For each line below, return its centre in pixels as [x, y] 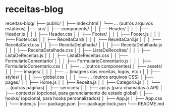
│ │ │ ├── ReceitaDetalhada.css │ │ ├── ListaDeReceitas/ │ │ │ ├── [78, 50]
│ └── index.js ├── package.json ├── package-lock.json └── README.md [85, 103]
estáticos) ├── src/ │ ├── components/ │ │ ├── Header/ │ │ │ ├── [77, 28]
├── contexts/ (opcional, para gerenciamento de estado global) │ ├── [79, 93]
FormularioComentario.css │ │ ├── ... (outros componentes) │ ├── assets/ [84, 66]
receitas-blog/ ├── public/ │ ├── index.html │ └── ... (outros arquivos [79, 23]
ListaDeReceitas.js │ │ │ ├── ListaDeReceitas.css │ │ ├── [67, 55]
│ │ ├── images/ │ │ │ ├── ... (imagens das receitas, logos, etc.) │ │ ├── [82, 71]
